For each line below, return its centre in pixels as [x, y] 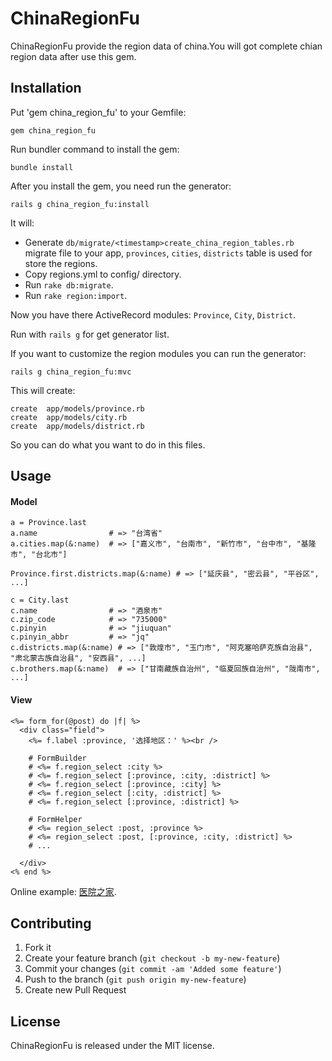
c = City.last [40, 600]
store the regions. [61, 263]
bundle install [42, 167]
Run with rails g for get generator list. [90, 334]
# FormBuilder [57, 758]
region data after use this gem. [73, 56]
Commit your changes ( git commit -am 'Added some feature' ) [153, 969]
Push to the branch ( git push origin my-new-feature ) [135, 979]
